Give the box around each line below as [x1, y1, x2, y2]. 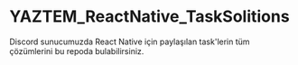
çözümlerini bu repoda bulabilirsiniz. [9, 45, 144, 56]
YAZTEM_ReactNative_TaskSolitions [9, 6, 291, 27]
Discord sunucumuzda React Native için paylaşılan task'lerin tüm [9, 36, 250, 47]
